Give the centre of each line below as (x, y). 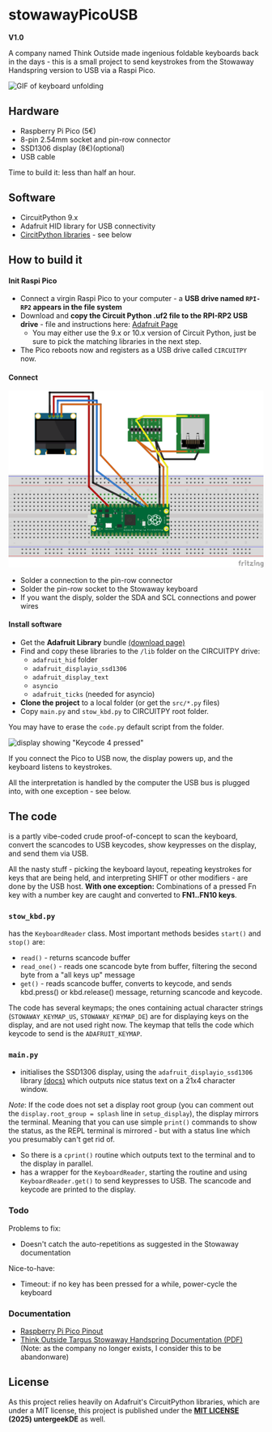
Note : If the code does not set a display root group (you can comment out (131, 1105)
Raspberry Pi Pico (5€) (58, 130)
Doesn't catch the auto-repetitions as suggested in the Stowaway (129, 1243)
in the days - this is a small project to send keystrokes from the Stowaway (131, 62)
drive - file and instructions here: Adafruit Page (99, 325)
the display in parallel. (57, 1164)
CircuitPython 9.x (49, 217)
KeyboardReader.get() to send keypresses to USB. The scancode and (136, 1181)
